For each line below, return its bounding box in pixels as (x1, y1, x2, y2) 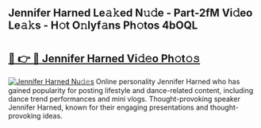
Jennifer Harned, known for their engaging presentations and (8, 103, 209, 112)
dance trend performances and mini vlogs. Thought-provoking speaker (8, 95, 240, 103)
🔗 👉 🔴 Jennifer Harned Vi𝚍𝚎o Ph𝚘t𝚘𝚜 (8, 52, 201, 65)
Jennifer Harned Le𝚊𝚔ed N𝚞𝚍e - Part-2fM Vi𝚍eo (8, 6, 253, 20)
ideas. (42, 111, 63, 120)
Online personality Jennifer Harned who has (95, 77, 240, 86)
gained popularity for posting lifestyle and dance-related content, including (8, 86, 254, 95)
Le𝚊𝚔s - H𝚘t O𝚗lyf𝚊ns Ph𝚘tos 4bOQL (8, 19, 198, 33)
